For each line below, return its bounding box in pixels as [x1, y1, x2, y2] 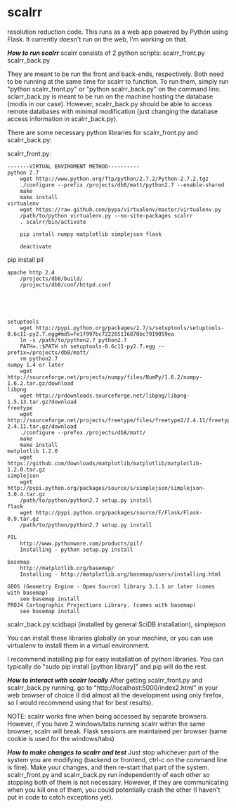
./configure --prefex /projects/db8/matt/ [20, 429, 146, 436]
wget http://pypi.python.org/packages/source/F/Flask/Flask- [20, 509, 202, 516]
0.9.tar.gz [7, 515, 39, 522]
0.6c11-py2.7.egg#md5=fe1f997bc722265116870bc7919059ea [7, 330, 174, 338]
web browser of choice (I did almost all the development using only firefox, [7, 690, 224, 699]
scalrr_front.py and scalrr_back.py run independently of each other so [7, 770, 211, 778]
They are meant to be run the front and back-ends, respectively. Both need [7, 70, 225, 78]
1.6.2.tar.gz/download [7, 379, 74, 387]
